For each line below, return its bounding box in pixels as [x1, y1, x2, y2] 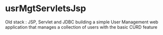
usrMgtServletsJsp [5, 3, 86, 14]
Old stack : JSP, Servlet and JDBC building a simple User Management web [5, 19, 159, 25]
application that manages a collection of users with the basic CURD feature [5, 24, 158, 30]
